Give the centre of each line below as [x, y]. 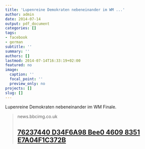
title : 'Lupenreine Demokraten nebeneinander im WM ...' [65, 10]
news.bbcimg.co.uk [37, 117]
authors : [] [17, 56]
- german [14, 42]
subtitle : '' [19, 47]
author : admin [20, 14]
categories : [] [21, 28]
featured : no [19, 65]
